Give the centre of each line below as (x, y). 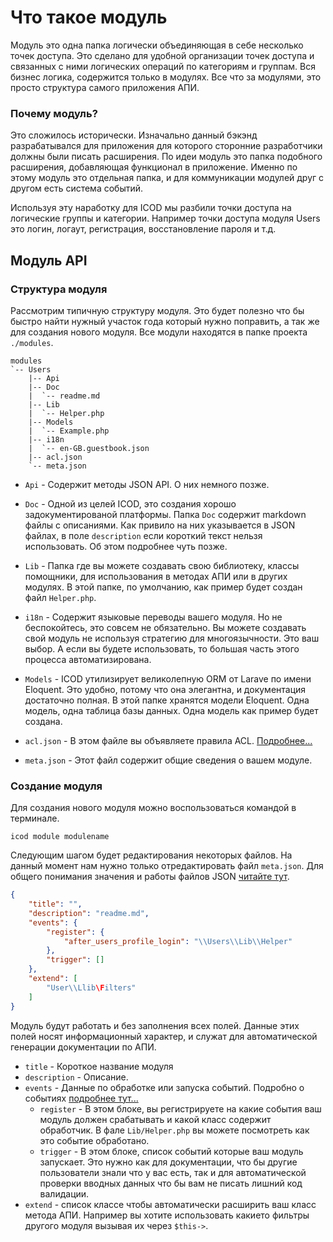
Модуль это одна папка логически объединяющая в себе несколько (157, 45)
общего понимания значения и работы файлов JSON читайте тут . (150, 877)
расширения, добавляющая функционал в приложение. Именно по (154, 167)
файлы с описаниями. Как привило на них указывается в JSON (160, 525)
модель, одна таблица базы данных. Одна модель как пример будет (171, 710)
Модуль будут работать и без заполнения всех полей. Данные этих (155, 1025)
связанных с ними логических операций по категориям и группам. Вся (163, 66)
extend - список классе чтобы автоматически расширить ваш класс (170, 1204)
